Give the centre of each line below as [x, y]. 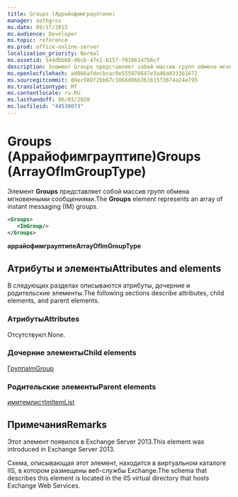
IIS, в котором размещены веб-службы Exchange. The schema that [107, 470]
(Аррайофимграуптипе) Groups [104, 157]
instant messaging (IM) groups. [53, 206]
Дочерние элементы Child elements [72, 353]
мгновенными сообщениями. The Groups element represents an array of [115, 199]
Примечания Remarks [57, 424]
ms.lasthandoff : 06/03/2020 [49, 100]
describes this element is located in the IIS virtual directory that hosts [108, 478]
